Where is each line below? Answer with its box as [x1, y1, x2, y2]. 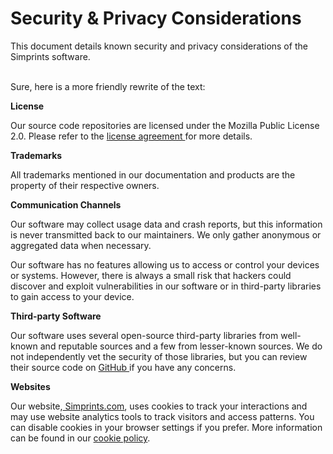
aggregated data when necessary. [10, 239, 152, 251]
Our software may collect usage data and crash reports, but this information [10, 218, 323, 230]
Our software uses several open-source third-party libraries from [10, 329, 279, 341]
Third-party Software [10, 310, 102, 322]
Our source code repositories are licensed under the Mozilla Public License [10, 119, 320, 131]
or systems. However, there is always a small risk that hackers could [10, 269, 292, 281]
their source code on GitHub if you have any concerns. [10, 361, 237, 373]
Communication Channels [10, 198, 122, 211]
